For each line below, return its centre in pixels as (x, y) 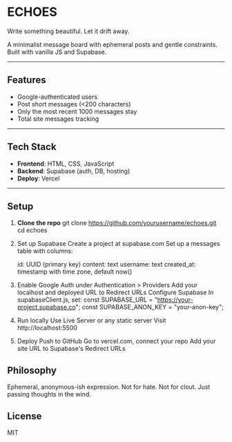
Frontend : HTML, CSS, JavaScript (66, 164)
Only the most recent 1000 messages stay (77, 111)
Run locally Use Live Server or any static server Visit (91, 320)
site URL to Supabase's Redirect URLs (71, 349)
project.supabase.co (46, 307)
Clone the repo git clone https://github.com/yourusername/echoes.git (117, 223)
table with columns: (45, 251)
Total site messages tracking (58, 119)
